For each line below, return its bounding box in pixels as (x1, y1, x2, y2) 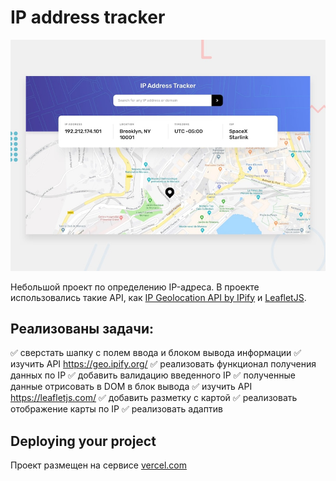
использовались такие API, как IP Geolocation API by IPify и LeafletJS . (10, 291, 307, 303)
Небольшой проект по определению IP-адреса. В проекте (10, 281, 260, 293)
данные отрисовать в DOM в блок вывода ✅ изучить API (10, 381, 253, 393)
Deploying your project (10, 432, 157, 450)
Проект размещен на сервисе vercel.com (10, 459, 187, 471)
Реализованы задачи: (10, 320, 155, 337)
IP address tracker (10, 6, 166, 29)
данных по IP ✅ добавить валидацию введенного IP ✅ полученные (10, 369, 296, 381)
